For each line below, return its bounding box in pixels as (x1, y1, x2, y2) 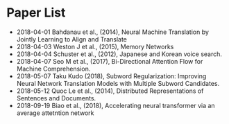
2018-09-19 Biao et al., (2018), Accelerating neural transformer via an (16, 101, 216, 109)
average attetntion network (16, 109, 94, 117)
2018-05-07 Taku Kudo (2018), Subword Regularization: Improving (16, 71, 207, 80)
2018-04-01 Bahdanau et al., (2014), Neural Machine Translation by (16, 28, 210, 36)
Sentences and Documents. (16, 94, 96, 102)
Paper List (6, 5, 66, 21)
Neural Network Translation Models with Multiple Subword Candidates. (16, 79, 220, 87)
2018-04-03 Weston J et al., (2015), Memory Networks (16, 42, 174, 51)
